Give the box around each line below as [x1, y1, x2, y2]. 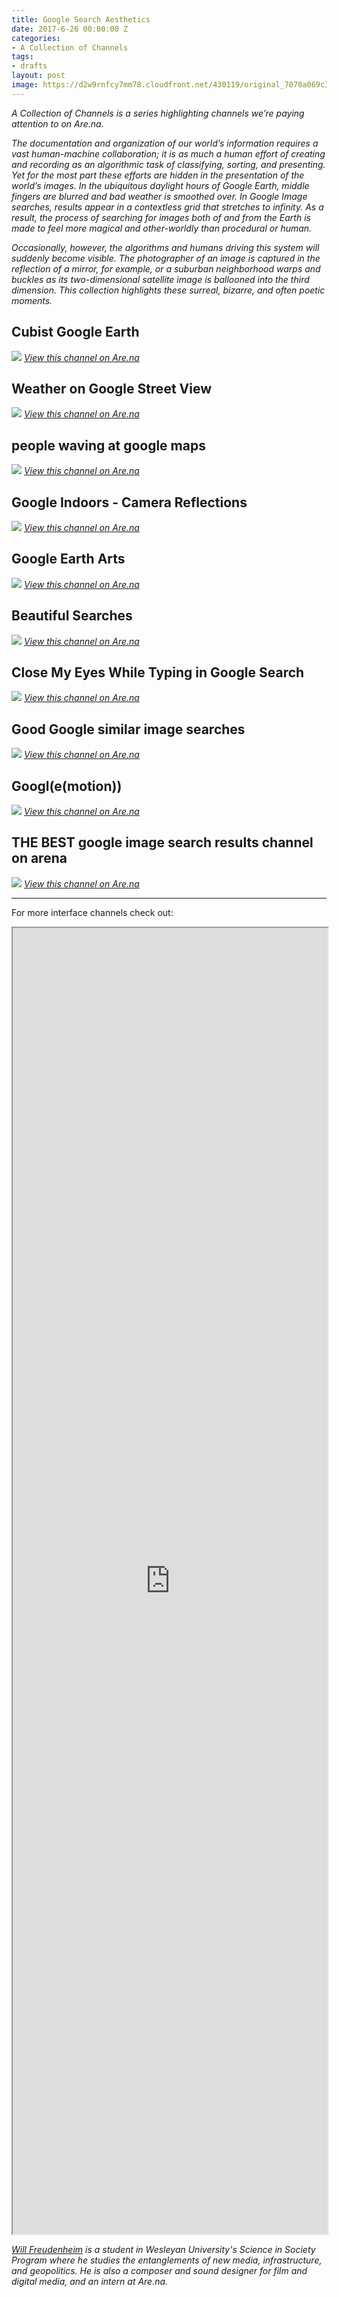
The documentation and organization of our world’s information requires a [11, 137, 319, 149]
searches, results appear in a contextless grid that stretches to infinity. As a [11, 201, 324, 213]
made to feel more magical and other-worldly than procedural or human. [11, 222, 313, 234]
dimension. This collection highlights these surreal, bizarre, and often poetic [11, 284, 326, 296]
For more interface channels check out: [11, 906, 174, 918]
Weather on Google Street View [11, 380, 212, 397]
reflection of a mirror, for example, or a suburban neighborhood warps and [11, 262, 321, 275]
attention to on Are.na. [11, 117, 104, 130]
